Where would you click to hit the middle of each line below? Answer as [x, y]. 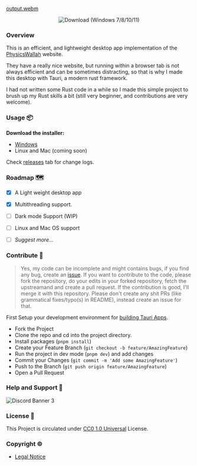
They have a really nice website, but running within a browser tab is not [93, 66]
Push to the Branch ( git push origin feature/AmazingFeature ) [91, 366]
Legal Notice [30, 457]
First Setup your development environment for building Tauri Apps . [87, 317]
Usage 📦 [20, 118]
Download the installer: [35, 133]
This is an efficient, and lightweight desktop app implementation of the [92, 48]
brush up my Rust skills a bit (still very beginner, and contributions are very [97, 96]
